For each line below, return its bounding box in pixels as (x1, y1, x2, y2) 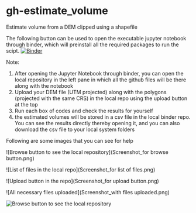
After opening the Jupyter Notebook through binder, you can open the (14, 70, 184, 77)
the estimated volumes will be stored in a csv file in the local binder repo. (14, 113, 191, 121)
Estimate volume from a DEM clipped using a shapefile (6, 23, 137, 30)
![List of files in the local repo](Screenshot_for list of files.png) (6, 166, 156, 173)
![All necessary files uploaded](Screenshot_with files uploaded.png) (6, 188, 170, 195)
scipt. (6, 47, 19, 54)
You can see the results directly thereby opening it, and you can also (14, 119, 180, 126)
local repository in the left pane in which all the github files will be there (14, 76, 187, 83)
